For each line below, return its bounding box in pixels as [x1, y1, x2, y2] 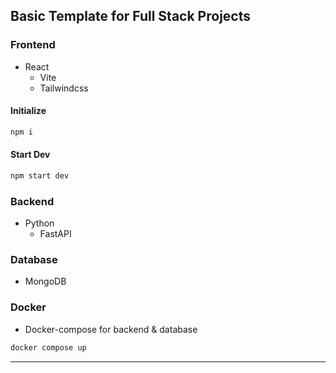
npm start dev [10, 170, 70, 181]
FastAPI [39, 228, 72, 240]
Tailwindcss [39, 82, 89, 94]
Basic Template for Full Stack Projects [10, 8, 251, 25]
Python [24, 217, 55, 229]
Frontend [10, 38, 56, 52]
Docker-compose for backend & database [24, 323, 198, 335]
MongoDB [24, 275, 67, 288]
